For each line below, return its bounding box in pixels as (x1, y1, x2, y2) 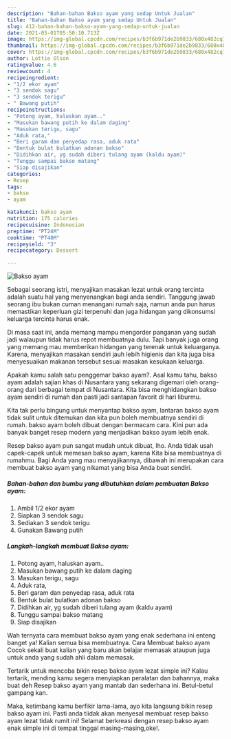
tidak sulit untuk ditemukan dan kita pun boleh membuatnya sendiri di (7, 413, 204, 422)
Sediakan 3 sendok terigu (16, 519, 90, 527)
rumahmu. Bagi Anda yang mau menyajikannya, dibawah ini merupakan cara (7, 456, 224, 464)
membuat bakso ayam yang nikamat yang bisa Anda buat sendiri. (7, 464, 192, 472)
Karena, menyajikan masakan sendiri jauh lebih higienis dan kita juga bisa (7, 350, 215, 359)
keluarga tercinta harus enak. (7, 315, 90, 323)
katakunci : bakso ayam (7, 208, 72, 216)
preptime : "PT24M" (7, 228, 60, 235)
